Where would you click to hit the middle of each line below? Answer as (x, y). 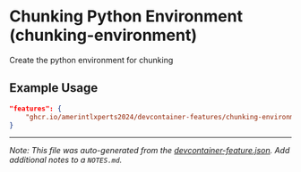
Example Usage (54, 88)
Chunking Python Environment (126, 16)
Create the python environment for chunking (91, 60)
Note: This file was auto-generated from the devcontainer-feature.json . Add (150, 151)
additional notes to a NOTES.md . (66, 160)
